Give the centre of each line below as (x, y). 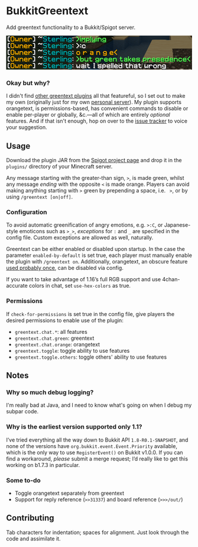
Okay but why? (28, 83)
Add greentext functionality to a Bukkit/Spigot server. (71, 27)
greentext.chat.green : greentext (54, 338)
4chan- (171, 279)
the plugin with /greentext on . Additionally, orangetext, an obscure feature (97, 262)
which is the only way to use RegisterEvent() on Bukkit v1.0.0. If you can (95, 452)
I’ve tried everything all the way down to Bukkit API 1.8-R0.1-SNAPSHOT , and (97, 440)
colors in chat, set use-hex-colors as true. (80, 286)
